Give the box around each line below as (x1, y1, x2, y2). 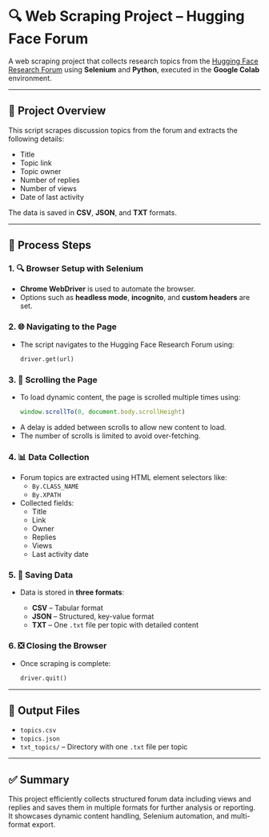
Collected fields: (19, 498, 74, 508)
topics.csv (19, 726, 57, 735)
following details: (8, 134, 65, 144)
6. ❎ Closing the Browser (8, 640, 107, 652)
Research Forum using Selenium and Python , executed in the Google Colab (8, 64, 260, 74)
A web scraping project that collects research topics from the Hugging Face (8, 56, 259, 66)
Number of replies (19, 175, 80, 185)
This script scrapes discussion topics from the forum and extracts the (8, 125, 239, 135)
